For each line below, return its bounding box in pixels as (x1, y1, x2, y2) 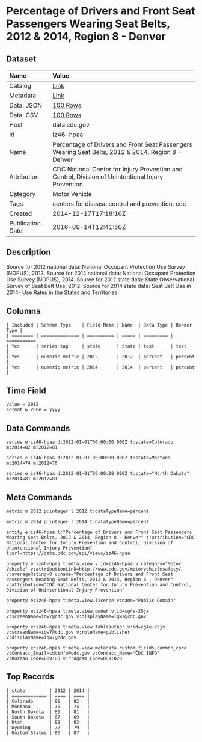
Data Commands (6, 423, 70, 434)
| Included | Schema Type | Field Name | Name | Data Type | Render (6, 322, 192, 328)
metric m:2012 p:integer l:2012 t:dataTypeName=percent (6, 508, 149, 515)
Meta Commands (6, 492, 72, 503)
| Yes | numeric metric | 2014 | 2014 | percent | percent (6, 364, 195, 370)
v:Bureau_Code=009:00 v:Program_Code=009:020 (6, 655, 122, 662)
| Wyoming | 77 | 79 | (6, 725, 90, 731)
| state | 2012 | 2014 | (6, 687, 90, 694)
